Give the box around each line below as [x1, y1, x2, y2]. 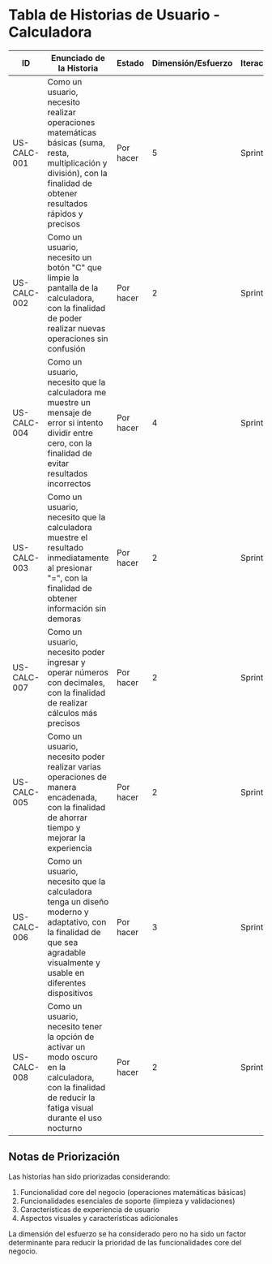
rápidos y [47, 208, 83, 219]
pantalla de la [47, 282, 99, 293]
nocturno [47, 1122, 83, 1133]
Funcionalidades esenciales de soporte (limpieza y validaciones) [19, 1196, 236, 1206]
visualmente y [47, 956, 101, 968]
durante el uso [47, 1112, 103, 1124]
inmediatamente [47, 552, 109, 563]
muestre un [47, 396, 91, 408]
